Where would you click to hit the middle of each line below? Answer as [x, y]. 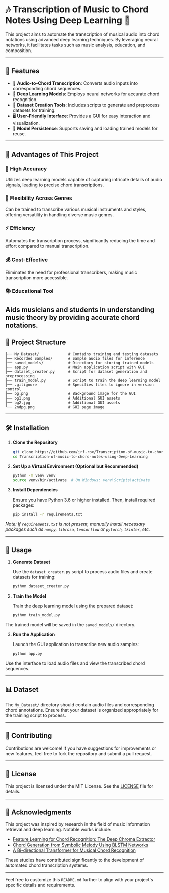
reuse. [19, 134]
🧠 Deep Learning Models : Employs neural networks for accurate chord [86, 94]
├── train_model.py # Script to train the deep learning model [83, 381]
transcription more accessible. [37, 278]
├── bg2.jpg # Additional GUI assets [63, 403]
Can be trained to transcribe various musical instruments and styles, [76, 209]
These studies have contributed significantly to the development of [75, 860]
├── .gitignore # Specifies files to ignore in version [80, 385]
